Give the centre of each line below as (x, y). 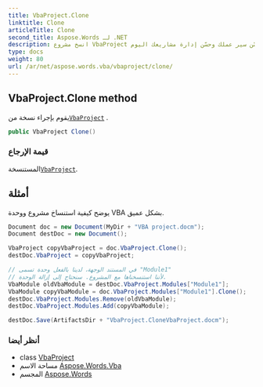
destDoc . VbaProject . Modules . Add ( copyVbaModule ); (89, 306)
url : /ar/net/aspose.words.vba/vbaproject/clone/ (91, 67)
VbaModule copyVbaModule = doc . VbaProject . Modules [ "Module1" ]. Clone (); (127, 291)
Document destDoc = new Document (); (68, 234)
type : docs (26, 52)
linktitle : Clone (36, 23)
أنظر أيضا (24, 341)
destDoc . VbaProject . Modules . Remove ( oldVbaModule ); (92, 299)
